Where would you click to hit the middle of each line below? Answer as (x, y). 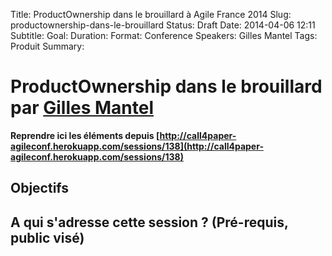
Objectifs (40, 188)
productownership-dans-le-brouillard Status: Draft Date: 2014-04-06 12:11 (163, 25)
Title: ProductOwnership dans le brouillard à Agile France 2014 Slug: (151, 14)
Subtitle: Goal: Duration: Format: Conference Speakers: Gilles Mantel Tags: (164, 35)
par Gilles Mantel (82, 108)
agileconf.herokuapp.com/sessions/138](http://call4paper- (137, 146)
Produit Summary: (47, 46)
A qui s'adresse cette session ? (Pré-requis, (149, 222)
